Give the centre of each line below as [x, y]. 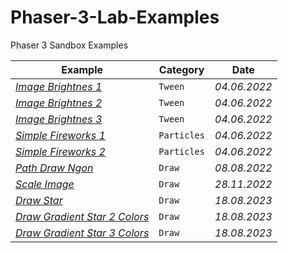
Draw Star [39, 200]
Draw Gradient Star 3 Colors [82, 233]
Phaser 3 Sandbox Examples [69, 45]
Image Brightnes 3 [59, 119]
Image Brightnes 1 [59, 86]
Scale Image [45, 184]
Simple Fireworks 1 [60, 135]
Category [181, 69]
